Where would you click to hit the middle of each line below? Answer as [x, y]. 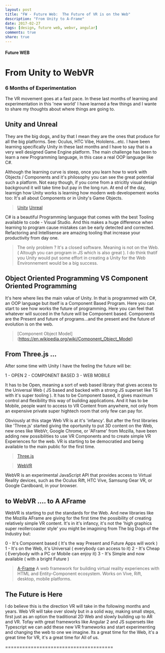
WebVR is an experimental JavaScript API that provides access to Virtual [78, 475]
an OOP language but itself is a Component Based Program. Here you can [80, 303]
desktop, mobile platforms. [44, 579]
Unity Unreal [30, 207]
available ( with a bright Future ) [37, 559]
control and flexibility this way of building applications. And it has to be [77, 401]
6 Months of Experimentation [41, 88]
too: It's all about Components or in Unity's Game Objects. [64, 198]
